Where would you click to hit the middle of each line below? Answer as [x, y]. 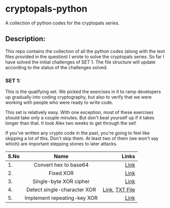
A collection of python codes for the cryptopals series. [62, 23]
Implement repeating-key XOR [61, 198]
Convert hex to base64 [61, 165]
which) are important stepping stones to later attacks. [62, 144]
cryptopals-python [46, 9]
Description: [25, 39]
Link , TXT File [119, 190]
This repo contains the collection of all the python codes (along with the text [85, 51]
